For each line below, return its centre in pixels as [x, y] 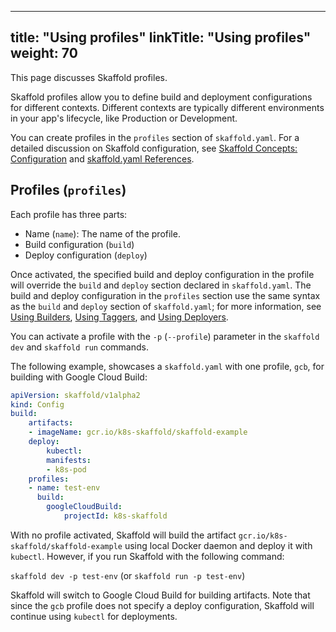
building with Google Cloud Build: [79, 377]
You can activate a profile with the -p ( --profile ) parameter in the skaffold [165, 336]
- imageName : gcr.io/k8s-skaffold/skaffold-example [138, 432]
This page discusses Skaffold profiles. [89, 77]
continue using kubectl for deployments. [94, 616]
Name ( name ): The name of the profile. [102, 233]
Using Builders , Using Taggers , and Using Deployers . [119, 317]
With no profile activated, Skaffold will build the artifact [123, 535]
